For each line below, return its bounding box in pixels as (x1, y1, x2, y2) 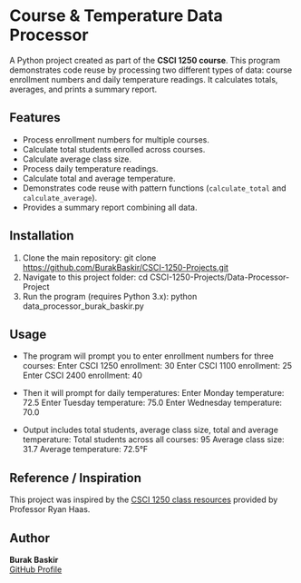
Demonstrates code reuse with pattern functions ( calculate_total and (22, 183, 287, 193)
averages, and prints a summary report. (9, 84, 158, 94)
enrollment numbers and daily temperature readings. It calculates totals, (9, 74, 278, 84)
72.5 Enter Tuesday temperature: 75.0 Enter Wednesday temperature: (22, 397, 283, 409)
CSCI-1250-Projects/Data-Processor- (149, 272, 290, 282)
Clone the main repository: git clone (22, 252, 157, 263)
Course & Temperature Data (9, 5, 224, 26)
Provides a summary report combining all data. (22, 202, 198, 212)
